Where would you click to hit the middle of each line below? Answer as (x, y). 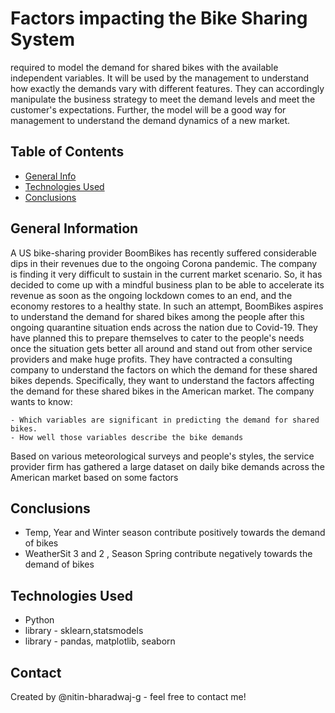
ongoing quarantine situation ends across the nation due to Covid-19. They (164, 327)
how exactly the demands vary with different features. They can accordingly (167, 88)
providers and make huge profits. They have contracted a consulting (151, 359)
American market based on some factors (94, 477)
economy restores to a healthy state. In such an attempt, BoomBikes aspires (167, 306)
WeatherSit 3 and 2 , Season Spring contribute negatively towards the (168, 554)
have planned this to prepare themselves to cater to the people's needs (157, 338)
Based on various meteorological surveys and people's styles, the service (162, 456)
